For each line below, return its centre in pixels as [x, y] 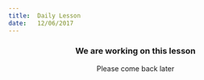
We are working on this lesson [135, 51]
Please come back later [135, 68]
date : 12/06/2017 [41, 23]
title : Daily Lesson [45, 16]
